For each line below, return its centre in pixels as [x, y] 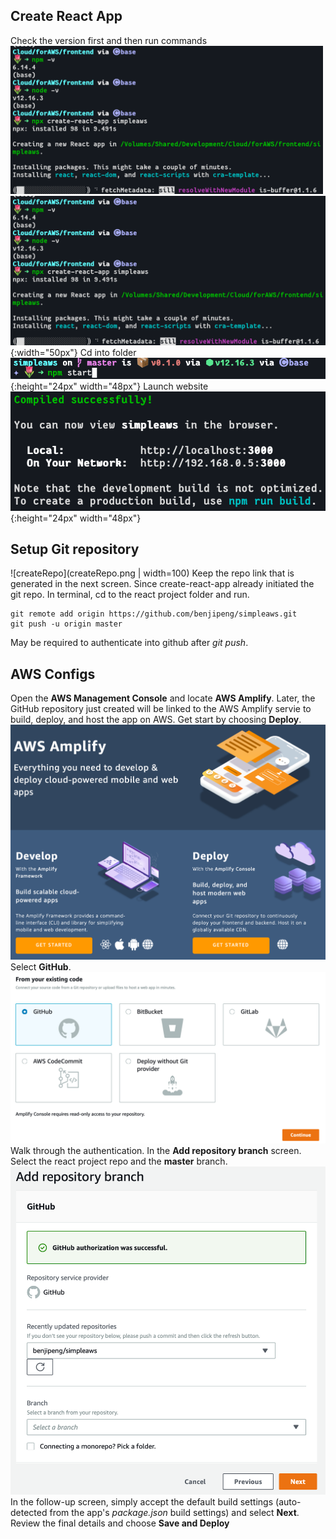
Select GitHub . [41, 966]
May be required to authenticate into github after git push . [129, 643]
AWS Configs [53, 674]
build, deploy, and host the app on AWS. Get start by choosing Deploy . [156, 720]
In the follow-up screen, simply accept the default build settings [142, 1501]
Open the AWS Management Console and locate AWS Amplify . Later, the [163, 698]
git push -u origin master [66, 624]
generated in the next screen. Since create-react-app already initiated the [162, 584]
